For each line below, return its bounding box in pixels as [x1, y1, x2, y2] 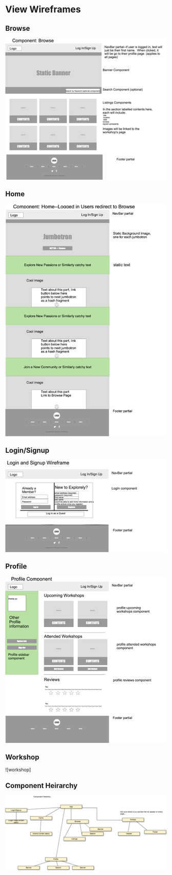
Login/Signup [5, 446, 50, 455]
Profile [5, 562, 27, 571]
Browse [5, 24, 30, 33]
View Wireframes [5, 4, 81, 15]
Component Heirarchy [5, 781, 78, 790]
